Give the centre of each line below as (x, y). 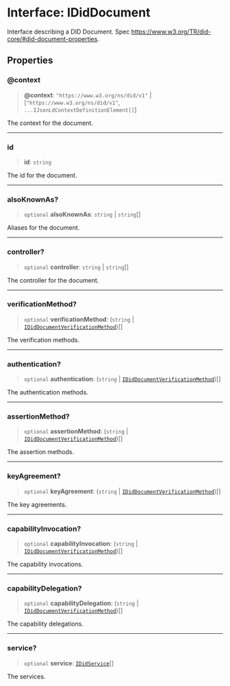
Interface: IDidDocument (79, 13)
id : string (38, 162)
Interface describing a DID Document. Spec (68, 32)
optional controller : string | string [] (76, 267)
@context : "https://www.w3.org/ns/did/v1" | (88, 95)
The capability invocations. (45, 564)
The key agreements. (37, 504)
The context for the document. (50, 123)
